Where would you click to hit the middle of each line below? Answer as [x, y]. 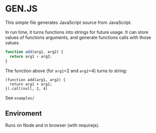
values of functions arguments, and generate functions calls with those [78, 37]
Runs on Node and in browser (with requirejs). [52, 126]
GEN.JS [21, 9]
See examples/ [20, 98]
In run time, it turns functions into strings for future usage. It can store [77, 32]
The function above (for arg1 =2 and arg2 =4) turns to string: [66, 71]
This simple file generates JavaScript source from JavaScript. [69, 22]
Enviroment [24, 113]
